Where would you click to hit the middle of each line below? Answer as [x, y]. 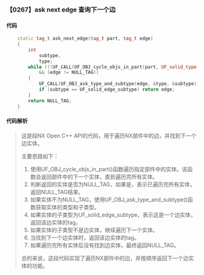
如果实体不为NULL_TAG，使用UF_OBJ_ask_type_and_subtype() [109, 200]
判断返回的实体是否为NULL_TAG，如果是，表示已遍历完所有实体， [113, 184]
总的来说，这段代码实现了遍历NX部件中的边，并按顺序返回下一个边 [105, 258]
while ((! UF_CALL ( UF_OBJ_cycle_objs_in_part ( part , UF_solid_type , [114, 67]
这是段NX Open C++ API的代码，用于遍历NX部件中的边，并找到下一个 [109, 136]
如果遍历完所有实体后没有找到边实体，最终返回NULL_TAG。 [105, 245]
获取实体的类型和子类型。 [68, 207]
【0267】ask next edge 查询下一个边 [61, 9]
